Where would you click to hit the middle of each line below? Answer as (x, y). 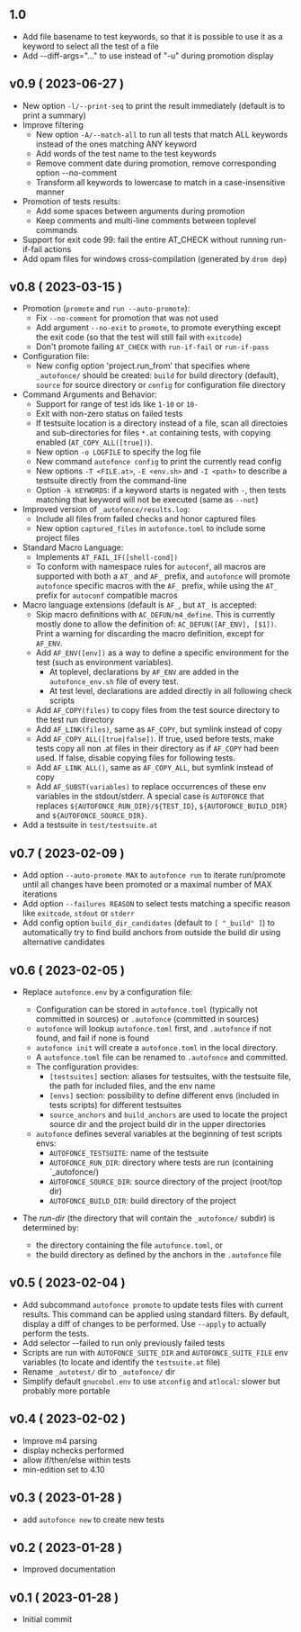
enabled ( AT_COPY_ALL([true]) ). (94, 442)
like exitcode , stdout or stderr (78, 914)
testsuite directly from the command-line (111, 481)
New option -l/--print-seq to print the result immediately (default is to (154, 105)
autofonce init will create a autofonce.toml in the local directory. (157, 1048)
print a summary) (54, 115)
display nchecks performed (73, 1450)
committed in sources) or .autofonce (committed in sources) (147, 1019)
